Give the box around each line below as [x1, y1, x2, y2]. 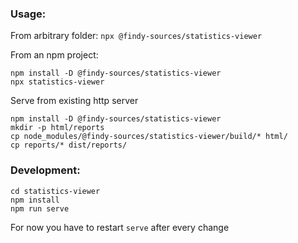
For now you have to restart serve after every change [10, 221, 230, 233]
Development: [10, 163, 81, 177]
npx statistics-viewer [10, 77, 105, 87]
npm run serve [10, 203, 70, 214]
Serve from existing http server [10, 95, 139, 107]
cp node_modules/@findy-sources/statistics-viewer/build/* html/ [10, 132, 288, 142]
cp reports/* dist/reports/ [10, 140, 128, 151]
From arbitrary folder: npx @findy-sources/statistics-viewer [10, 30, 263, 42]
